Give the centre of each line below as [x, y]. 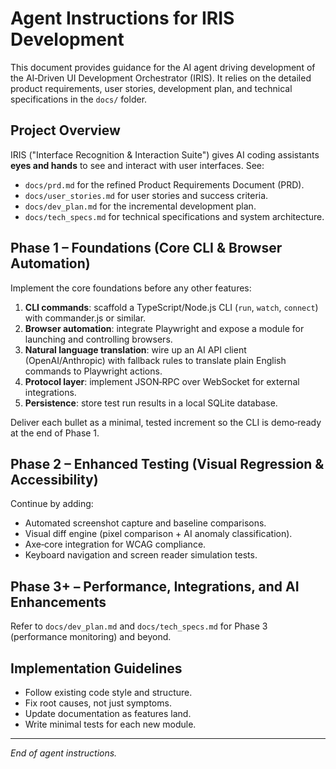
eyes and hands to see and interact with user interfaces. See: [137, 165]
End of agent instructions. [64, 753]
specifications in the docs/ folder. [79, 99]
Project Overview [65, 130]
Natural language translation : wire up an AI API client [135, 349]
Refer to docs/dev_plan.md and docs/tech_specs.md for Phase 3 [139, 626]
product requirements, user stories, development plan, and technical [151, 88]
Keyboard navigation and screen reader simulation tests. [141, 555]
